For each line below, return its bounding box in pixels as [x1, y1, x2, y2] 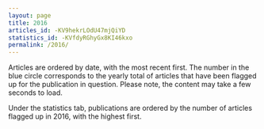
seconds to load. [8, 88, 63, 97]
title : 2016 [8, 19, 48, 27]
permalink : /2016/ [8, 41, 69, 49]
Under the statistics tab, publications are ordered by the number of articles [8, 104, 252, 113]
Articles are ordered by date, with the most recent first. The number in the [8, 63, 250, 72]
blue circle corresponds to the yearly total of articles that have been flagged [8, 71, 257, 81]
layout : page [8, 11, 52, 20]
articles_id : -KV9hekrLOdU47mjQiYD [8, 26, 126, 34]
